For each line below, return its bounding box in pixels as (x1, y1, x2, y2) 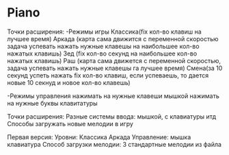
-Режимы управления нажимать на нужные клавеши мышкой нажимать (7, 91, 220, 100)
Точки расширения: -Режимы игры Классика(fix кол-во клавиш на (7, 27, 202, 36)
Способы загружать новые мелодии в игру (7, 119, 133, 128)
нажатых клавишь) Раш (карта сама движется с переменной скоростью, (7, 56, 221, 64)
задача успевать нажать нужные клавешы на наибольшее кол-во (7, 42, 200, 50)
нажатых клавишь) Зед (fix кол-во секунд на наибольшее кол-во (7, 49, 198, 58)
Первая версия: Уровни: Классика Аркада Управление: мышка (7, 132, 191, 141)
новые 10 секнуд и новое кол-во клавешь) (7, 78, 131, 86)
